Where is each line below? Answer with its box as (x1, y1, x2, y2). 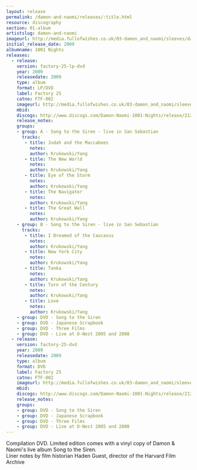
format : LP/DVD (16, 85, 54, 91)
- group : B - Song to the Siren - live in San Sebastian (16, 221, 159, 227)
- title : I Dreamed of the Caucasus (24, 233, 114, 239)
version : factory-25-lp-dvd (16, 63, 85, 69)
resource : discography (6, 19, 62, 25)
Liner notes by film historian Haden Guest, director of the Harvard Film (6, 452, 176, 459)
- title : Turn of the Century (24, 281, 98, 288)
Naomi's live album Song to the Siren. (6, 446, 97, 453)
